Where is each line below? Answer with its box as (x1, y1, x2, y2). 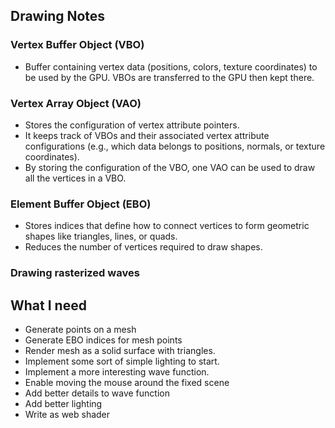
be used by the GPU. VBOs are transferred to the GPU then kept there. (24, 71, 315, 83)
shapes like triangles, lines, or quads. (24, 230, 178, 243)
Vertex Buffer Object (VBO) (10, 38, 145, 52)
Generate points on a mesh (24, 324, 137, 336)
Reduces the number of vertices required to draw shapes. (24, 241, 263, 253)
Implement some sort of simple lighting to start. (24, 355, 220, 368)
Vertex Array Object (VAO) (10, 96, 142, 110)
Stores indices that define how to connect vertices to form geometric (24, 220, 310, 232)
